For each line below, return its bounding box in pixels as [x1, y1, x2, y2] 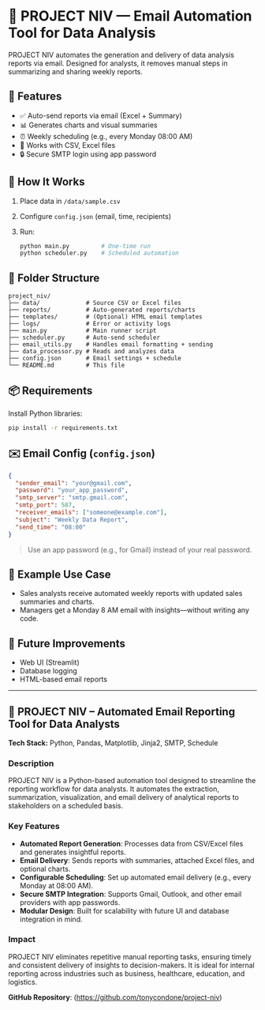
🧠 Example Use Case [8, 567, 112, 581]
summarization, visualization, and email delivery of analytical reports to [8, 793, 239, 802]
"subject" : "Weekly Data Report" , [15, 515, 129, 524]
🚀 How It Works [8, 175, 85, 189]
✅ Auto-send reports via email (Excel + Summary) [19, 111, 183, 120]
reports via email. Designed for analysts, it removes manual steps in [8, 58, 228, 68]
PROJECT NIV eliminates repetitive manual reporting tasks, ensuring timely [8, 952, 252, 961]
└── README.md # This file [8, 361, 125, 370]
